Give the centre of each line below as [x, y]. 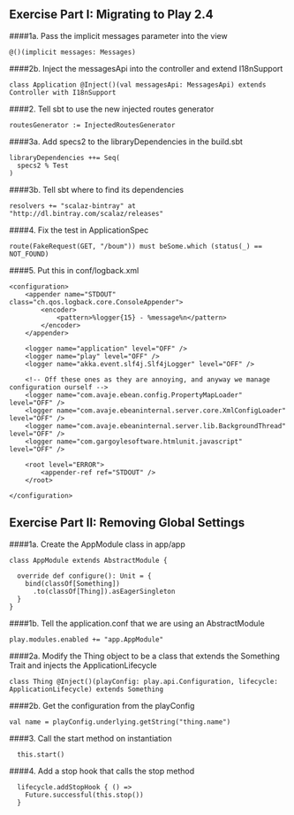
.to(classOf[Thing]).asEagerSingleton [104, 591]
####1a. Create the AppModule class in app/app [97, 544]
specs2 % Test [43, 165]
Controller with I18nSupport [63, 92]
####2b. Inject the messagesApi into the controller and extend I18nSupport [146, 68]
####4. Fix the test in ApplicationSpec [79, 230]
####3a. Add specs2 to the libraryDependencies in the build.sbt [126, 142]
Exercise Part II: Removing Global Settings [127, 523]
